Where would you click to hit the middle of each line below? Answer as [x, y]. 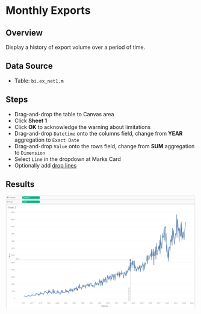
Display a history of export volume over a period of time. [76, 47]
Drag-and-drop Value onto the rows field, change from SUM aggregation [104, 146]
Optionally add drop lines [45, 165]
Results [20, 184]
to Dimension [30, 152]
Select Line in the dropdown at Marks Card [68, 159]
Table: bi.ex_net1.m [39, 80]
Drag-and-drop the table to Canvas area [64, 114]
